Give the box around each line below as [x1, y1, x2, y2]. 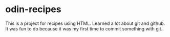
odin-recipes [5, 4, 61, 15]
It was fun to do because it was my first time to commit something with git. [5, 25, 163, 31]
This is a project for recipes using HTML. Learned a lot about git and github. [5, 20, 165, 26]
